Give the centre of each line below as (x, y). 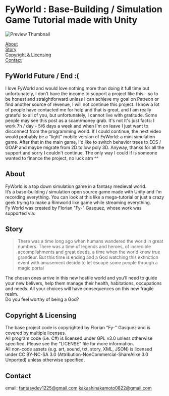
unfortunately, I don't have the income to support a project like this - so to (82, 93)
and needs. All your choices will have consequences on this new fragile (79, 289)
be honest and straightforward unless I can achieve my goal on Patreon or (82, 99)
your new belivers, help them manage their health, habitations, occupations (83, 283)
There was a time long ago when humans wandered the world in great (90, 241)
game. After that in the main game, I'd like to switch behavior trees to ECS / (83, 142)
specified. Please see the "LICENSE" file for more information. (70, 344)
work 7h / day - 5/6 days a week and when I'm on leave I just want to (77, 126)
